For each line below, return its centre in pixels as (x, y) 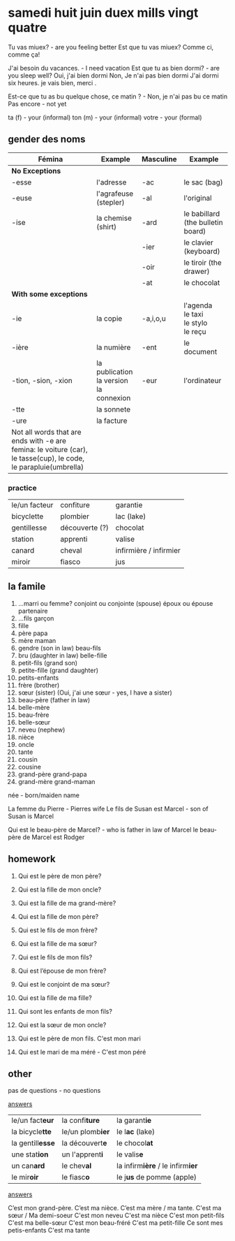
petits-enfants (38, 677)
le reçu (195, 331)
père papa (33, 633)
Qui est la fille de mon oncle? (60, 890)
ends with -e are (39, 440)
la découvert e (84, 1143)
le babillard (202, 213)
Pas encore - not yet (37, 103)
